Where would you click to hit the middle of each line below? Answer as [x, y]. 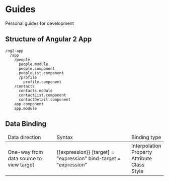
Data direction [24, 137]
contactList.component [42, 95]
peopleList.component [41, 73]
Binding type [146, 137]
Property [142, 152]
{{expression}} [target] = [86, 152]
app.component [29, 104]
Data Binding [26, 124]
